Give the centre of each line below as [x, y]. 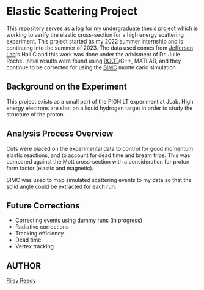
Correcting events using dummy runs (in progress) [78, 220]
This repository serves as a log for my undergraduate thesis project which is [102, 28]
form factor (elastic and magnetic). [50, 168]
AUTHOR [24, 266]
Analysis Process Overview [60, 134]
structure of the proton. [36, 114]
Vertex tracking [34, 246]
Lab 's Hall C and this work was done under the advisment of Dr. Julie [93, 54]
